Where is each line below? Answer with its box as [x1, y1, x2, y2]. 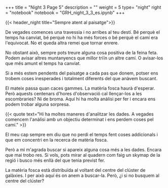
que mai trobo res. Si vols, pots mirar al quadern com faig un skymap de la [5, 152, 160, 158]
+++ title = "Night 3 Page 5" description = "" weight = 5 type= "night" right [5, 5, 161, 10]
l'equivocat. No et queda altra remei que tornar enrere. [5, 40, 119, 46]
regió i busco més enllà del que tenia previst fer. [5, 157, 105, 163]
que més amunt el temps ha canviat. [5, 60, 81, 66]
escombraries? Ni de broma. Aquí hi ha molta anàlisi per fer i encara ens [5, 96, 156, 102]
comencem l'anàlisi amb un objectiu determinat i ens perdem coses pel [5, 116, 154, 122]
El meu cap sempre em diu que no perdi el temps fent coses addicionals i [5, 132, 158, 138]
